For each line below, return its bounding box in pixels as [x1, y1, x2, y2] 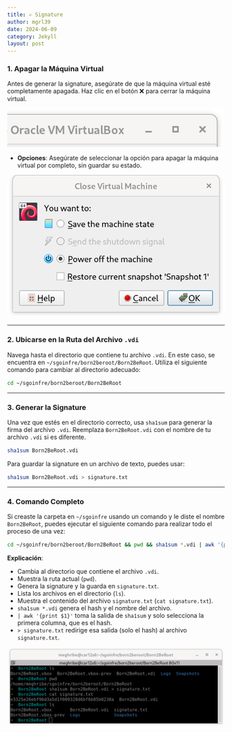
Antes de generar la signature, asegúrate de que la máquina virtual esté [7, 79, 211, 88]
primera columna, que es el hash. [17, 619, 113, 627]
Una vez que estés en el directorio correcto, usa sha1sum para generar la [7, 418, 213, 426]
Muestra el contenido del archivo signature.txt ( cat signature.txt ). [17, 597, 213, 605]
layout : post [7, 40, 45, 48]
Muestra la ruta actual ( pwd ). [17, 574, 97, 583]
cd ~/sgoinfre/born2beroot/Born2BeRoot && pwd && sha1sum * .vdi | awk [7, 541, 215, 548]
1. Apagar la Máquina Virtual [7, 64, 104, 74]
